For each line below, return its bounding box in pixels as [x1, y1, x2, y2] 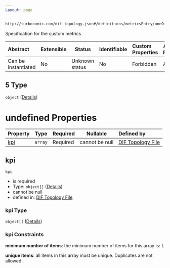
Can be [8, 57, 25, 64]
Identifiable [99, 46, 127, 53]
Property [8, 130, 30, 137]
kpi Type [5, 207, 27, 214]
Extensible [40, 46, 67, 53]
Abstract [8, 46, 29, 53]
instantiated [8, 64, 36, 71]
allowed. [5, 257, 23, 263]
